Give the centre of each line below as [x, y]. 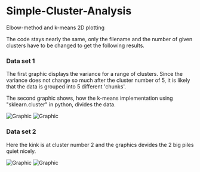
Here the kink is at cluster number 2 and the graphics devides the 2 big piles [100, 145]
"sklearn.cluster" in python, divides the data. [61, 105]
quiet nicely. [21, 151]
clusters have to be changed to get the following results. [76, 45]
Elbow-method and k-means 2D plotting [56, 27]
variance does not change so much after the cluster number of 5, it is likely [98, 80]
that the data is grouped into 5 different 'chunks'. [66, 87]
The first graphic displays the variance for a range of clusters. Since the [95, 74]
